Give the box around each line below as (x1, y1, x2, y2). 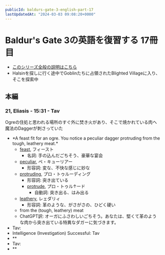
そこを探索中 (12, 76, 38, 82)
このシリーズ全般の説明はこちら (12, 64, 77, 70)
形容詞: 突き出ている (27, 177, 69, 183)
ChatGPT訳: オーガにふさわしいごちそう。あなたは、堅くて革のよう (19, 213, 157, 219)
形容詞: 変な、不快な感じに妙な (27, 165, 90, 171)
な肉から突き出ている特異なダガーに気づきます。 (19, 219, 119, 225)
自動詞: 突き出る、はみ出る (34, 189, 89, 195)
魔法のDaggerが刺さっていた (5, 125, 63, 131)
